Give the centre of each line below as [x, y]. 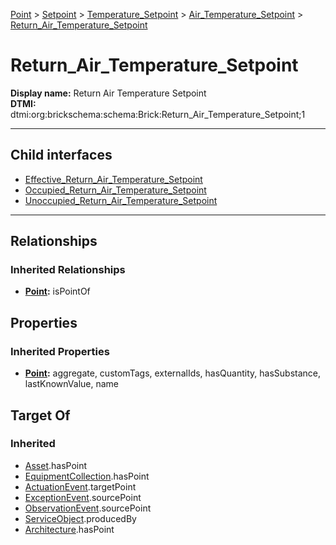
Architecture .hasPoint [69, 529]
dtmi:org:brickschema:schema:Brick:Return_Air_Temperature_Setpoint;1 [158, 114]
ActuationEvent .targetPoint [80, 486]
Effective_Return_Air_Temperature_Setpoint [113, 179]
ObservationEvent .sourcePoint [88, 508]
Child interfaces [61, 155]
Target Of [40, 415]
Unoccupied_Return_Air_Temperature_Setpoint [121, 200]
